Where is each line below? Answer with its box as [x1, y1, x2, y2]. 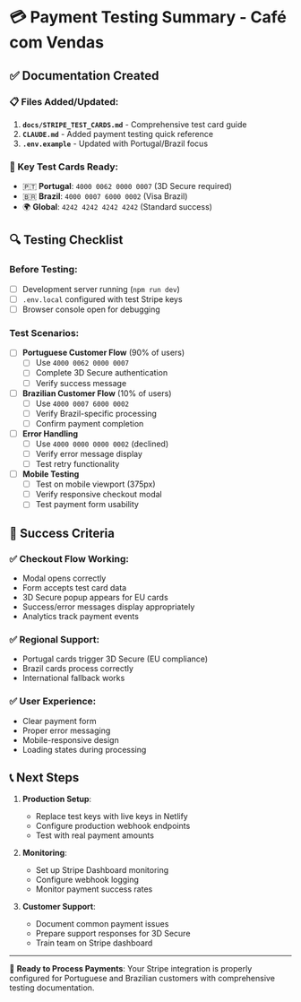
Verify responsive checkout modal [35, 489, 163, 500]
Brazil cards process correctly [21, 663, 134, 674]
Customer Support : [21, 902, 96, 912]
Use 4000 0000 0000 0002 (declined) [35, 438, 169, 449]
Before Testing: [9, 263, 78, 276]
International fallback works [21, 673, 125, 684]
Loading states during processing [21, 744, 147, 755]
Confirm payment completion [35, 418, 144, 428]
